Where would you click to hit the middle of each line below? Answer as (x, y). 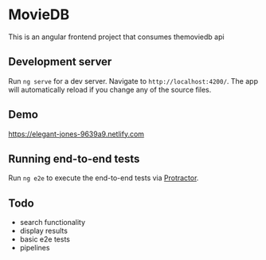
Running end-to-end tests (74, 158)
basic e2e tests (45, 239)
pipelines (35, 248)
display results (43, 231)
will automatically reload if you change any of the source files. (110, 89)
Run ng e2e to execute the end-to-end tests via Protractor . (104, 178)
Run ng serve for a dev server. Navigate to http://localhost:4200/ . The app (133, 81)
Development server (60, 62)
